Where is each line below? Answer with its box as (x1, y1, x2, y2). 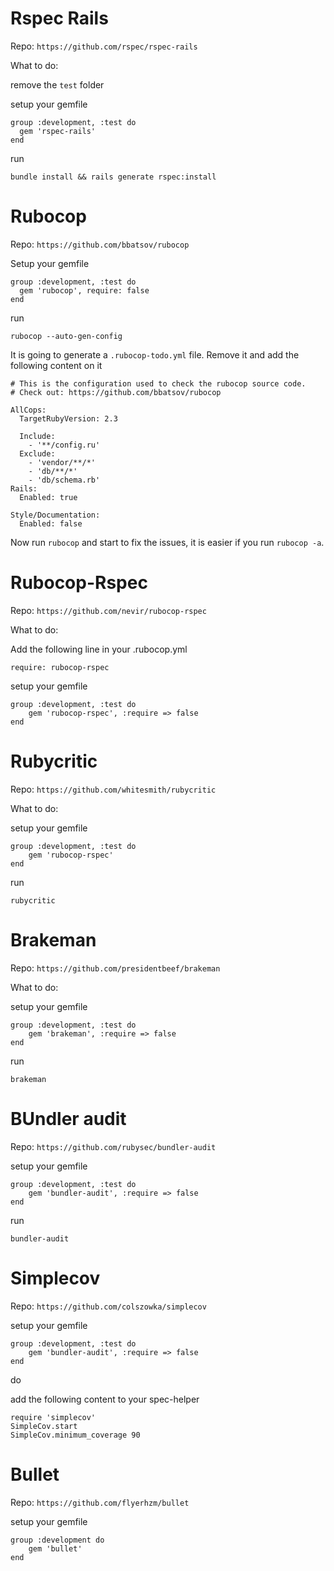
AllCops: (10, 405, 47, 415)
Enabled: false (19, 518, 83, 529)
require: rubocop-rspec (10, 662, 110, 672)
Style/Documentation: (10, 510, 101, 520)
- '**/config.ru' (28, 440, 101, 450)
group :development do (10, 1535, 105, 1545)
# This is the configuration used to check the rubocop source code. (10, 378, 307, 389)
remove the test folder (10, 78, 105, 91)
